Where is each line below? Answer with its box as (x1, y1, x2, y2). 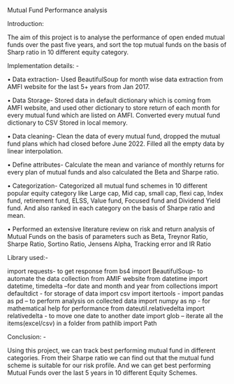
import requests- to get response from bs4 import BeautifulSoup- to (7, 267, 204, 275)
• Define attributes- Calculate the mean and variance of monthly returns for (7, 160, 225, 169)
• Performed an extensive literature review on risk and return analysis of (7, 225, 215, 233)
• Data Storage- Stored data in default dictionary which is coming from (7, 96, 211, 104)
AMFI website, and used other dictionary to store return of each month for (7, 104, 220, 111)
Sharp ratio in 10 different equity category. (7, 48, 129, 56)
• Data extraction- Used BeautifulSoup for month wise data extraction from (7, 75, 224, 83)
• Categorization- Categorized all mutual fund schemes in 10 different (7, 181, 208, 190)
